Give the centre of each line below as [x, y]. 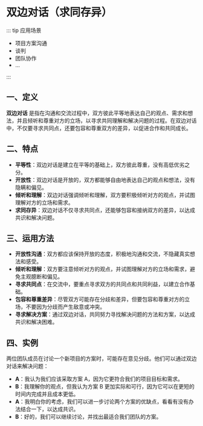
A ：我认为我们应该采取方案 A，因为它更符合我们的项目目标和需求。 [99, 379]
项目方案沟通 [31, 43]
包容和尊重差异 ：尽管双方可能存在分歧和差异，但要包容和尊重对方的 [100, 299]
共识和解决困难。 [36, 322]
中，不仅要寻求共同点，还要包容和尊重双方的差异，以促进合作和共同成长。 [99, 128]
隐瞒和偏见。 [31, 187]
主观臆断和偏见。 [42, 277]
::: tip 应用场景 [24, 30]
